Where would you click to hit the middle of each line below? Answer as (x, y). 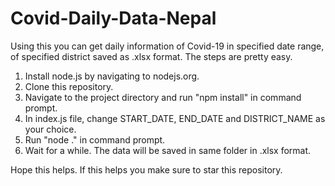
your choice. (50, 129)
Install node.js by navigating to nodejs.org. (112, 76)
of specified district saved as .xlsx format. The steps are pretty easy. (151, 56)
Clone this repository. (69, 86)
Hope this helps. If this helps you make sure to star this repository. (146, 169)
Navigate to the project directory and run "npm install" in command (163, 97)
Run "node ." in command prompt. (95, 139)
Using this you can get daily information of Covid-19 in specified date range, (167, 46)
